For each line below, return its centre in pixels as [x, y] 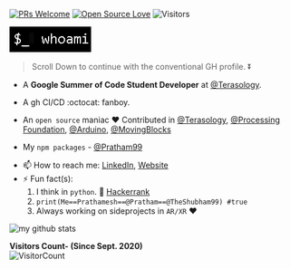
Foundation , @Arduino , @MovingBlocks [97, 130]
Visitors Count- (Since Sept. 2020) [76, 246]
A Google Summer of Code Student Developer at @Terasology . [142, 85]
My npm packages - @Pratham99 [82, 147]
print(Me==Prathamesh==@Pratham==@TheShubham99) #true [141, 202]
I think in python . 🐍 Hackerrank [93, 192]
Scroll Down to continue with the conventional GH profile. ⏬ [141, 67]
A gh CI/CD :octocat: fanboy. [76, 102]
